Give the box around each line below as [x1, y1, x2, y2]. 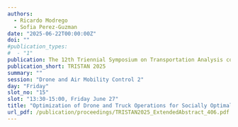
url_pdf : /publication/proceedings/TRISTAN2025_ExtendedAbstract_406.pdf [7, 109, 230, 116]
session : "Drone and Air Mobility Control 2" [7, 75, 144, 83]
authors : [7, 10, 33, 18]
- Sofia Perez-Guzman [13, 23, 78, 30]
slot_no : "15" [7, 89, 50, 96]
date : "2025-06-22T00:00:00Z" [7, 30, 97, 37]
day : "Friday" [7, 83, 50, 90]
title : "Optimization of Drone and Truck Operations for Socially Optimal [7, 102, 233, 109]
